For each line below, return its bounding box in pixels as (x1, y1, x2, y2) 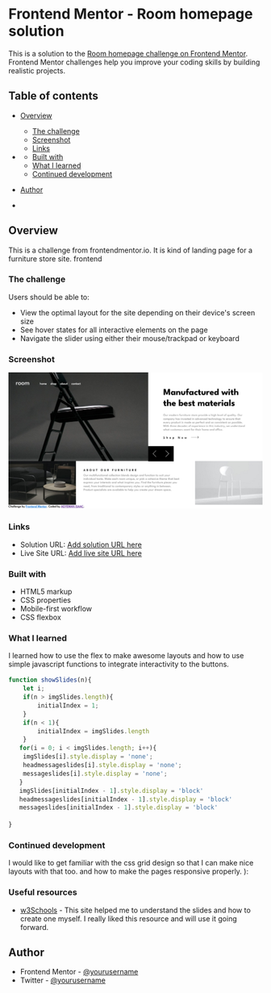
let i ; (23, 685, 45, 693)
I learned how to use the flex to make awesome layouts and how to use (8, 651, 244, 661)
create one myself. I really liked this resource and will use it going (19, 913, 237, 924)
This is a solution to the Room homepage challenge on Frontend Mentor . (8, 48, 248, 58)
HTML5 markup (19, 586, 73, 596)
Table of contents (8, 90, 98, 103)
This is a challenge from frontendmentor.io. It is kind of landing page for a (8, 245, 252, 255)
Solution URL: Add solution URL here (19, 540, 143, 549)
